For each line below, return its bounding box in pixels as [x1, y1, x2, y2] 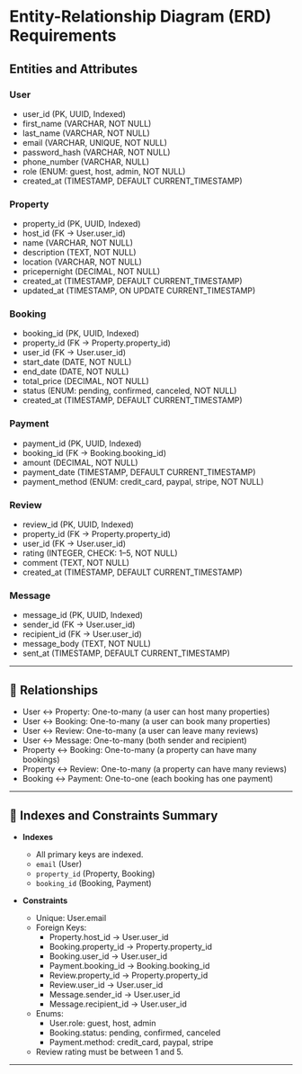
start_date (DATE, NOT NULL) [22, 357, 132, 368]
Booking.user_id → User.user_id [49, 951, 168, 962]
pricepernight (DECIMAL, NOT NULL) [22, 266, 161, 277]
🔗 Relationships [9, 682, 99, 698]
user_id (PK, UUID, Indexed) [22, 108, 126, 119]
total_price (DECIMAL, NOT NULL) [22, 376, 150, 387]
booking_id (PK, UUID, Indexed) [22, 328, 139, 339]
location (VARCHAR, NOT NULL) [22, 256, 142, 267]
